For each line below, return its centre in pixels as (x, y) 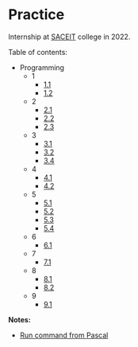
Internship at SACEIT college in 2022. (69, 37)
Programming (42, 67)
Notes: (20, 319)
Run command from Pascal (64, 335)
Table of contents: (38, 52)
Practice (36, 15)
